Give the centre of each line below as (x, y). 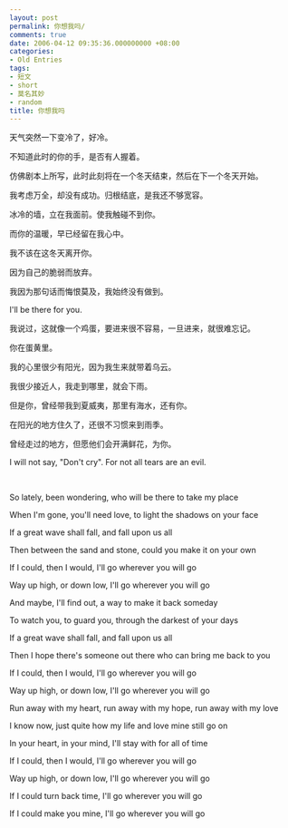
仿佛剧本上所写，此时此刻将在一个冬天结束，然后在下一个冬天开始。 (136, 176)
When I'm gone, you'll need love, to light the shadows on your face (134, 515)
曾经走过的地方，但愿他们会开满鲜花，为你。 (93, 444)
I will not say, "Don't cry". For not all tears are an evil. (108, 463)
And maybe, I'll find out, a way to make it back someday (114, 603)
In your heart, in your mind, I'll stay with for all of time (109, 744)
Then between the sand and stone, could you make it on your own (133, 550)
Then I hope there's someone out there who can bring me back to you (140, 656)
